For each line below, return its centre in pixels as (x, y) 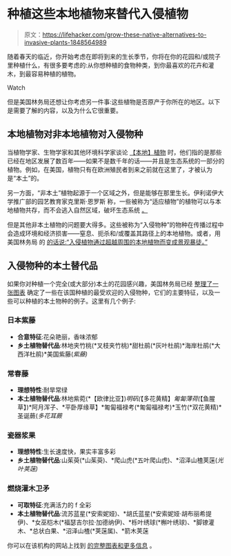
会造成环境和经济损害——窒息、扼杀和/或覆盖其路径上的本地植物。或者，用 (114, 233)
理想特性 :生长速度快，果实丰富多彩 (66, 452)
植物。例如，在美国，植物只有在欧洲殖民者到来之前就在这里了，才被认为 (110, 169)
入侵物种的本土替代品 (52, 266)
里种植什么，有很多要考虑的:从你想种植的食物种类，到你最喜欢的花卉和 (108, 65)
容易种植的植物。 (55, 74)
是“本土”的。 (25, 178)
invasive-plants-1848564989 (65, 42)
